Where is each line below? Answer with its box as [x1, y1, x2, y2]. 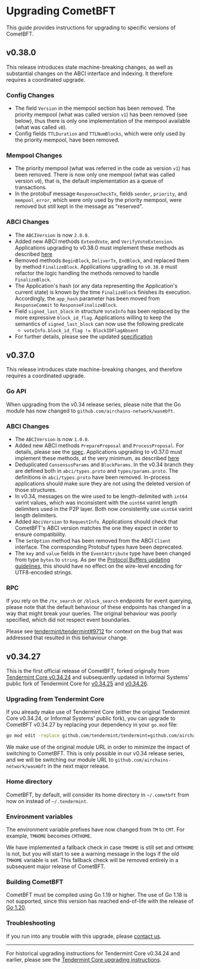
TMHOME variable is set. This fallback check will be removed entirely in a [6, 856, 179, 863]
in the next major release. [47, 762, 110, 770]
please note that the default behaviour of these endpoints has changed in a [6, 604, 190, 611]
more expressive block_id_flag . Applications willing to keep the [14, 313, 171, 321]
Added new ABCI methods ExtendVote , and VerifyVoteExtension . [14, 238, 174, 245]
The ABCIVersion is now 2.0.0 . [14, 231, 89, 238]
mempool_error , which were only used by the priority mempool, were [14, 196, 182, 204]
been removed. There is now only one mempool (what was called [14, 171, 176, 179]
